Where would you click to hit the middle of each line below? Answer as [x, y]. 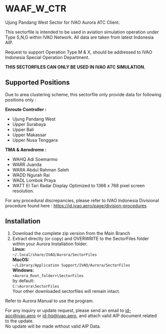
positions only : [21, 100]
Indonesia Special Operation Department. [47, 57]
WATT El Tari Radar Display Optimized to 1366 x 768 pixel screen [79, 185]
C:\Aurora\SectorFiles [36, 286]
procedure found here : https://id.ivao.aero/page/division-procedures [76, 206]
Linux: [19, 249]
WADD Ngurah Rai [31, 175]
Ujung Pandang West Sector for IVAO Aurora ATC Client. [62, 22]
